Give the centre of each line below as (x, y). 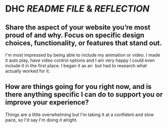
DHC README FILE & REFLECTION (77, 9)
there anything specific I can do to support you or (84, 95)
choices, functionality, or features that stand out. (83, 43)
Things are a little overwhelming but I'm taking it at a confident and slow (79, 114)
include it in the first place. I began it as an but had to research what (76, 66)
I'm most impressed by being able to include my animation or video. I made (83, 55)
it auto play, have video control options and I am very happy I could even (80, 60)
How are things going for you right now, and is (78, 87)
